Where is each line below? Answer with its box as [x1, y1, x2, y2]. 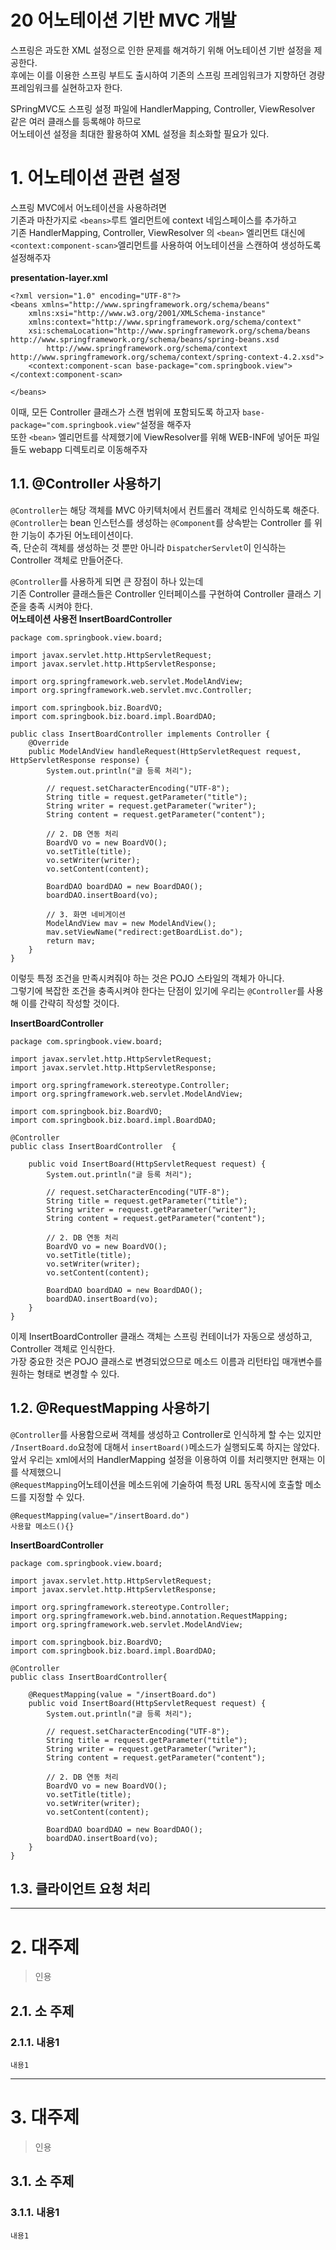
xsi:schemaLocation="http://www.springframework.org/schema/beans [28, 326, 311, 336]
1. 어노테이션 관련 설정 [10, 167, 182, 190]
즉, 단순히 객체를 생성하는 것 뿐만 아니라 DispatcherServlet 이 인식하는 [10, 541, 287, 553]
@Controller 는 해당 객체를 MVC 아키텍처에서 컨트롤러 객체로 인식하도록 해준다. [10, 504, 320, 516]
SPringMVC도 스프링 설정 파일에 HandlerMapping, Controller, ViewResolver [10, 102, 316, 115]
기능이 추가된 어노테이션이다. [20, 529, 134, 541]
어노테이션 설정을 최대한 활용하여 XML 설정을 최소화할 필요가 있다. [10, 127, 270, 140]
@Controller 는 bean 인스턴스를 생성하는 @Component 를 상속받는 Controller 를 [10, 516, 313, 528]
